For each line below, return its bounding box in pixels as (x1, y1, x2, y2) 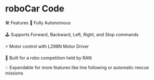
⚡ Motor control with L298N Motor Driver (5, 43, 89, 49)
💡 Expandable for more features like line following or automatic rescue (5, 64, 149, 70)
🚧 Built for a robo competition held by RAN (5, 55, 92, 61)
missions (5, 70, 23, 76)
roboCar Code (5, 3, 65, 14)
